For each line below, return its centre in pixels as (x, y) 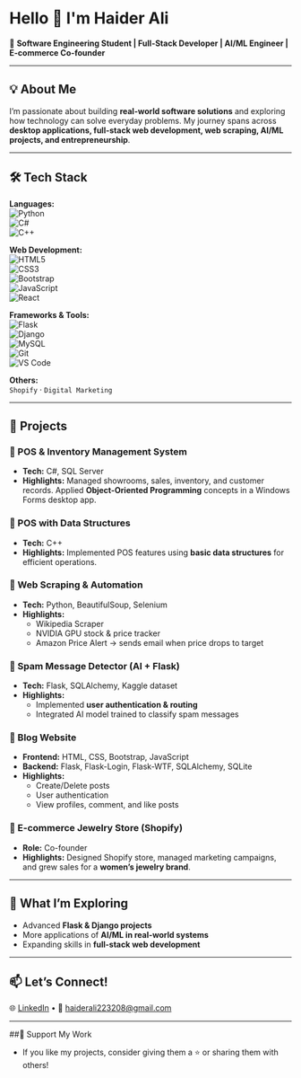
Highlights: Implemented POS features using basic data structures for (153, 552)
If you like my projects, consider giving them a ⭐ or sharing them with (150, 1052)
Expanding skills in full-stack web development (111, 944)
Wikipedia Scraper (70, 623)
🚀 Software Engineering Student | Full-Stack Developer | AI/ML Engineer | (149, 43)
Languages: (32, 203)
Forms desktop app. (59, 500)
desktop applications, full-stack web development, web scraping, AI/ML (146, 130)
